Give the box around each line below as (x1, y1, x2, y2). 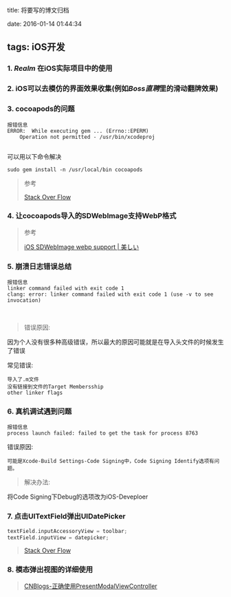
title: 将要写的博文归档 (7, 6, 70, 14)
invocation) (7, 297, 41, 304)
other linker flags (7, 389, 63, 397)
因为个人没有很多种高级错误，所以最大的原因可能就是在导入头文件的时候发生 (7, 338, 224, 346)
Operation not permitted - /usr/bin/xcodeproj (19, 133, 155, 140)
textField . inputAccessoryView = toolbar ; (7, 528, 128, 534)
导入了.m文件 (7, 376, 39, 383)
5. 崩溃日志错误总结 (7, 261, 72, 271)
